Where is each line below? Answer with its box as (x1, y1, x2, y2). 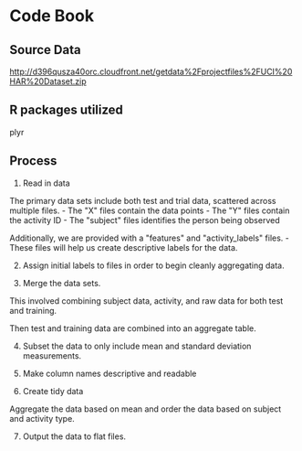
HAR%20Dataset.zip (9, 76, 87, 87)
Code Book (9, 5, 94, 27)
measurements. (22, 349, 82, 361)
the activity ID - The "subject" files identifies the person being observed (9, 214, 280, 225)
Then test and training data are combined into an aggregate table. (9, 322, 257, 334)
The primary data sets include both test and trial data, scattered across (9, 195, 276, 206)
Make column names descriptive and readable (22, 368, 197, 379)
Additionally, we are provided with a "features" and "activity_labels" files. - (9, 232, 289, 243)
